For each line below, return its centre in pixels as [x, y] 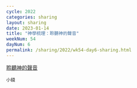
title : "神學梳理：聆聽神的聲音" [43, 34]
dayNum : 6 [18, 45]
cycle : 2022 [21, 12]
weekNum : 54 [21, 39]
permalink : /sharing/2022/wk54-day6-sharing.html [69, 50]
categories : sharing [32, 17]
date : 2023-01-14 [28, 28]
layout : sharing [26, 22]
